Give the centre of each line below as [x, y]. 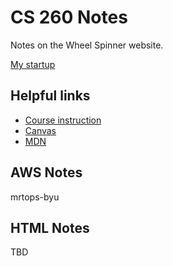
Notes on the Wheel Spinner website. [87, 45]
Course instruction [63, 120]
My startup [33, 64]
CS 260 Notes [69, 17]
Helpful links [50, 96]
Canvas [40, 130]
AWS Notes [46, 172]
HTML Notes [50, 227]
